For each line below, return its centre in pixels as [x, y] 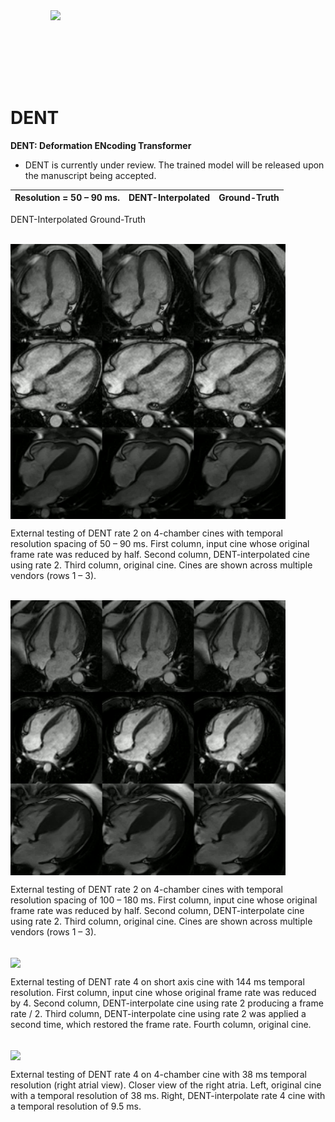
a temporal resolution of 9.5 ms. [76, 1106]
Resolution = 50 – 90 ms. [67, 198]
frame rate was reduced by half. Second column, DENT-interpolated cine [160, 554]
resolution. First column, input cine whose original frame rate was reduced [163, 993]
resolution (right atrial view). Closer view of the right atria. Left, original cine [166, 1085]
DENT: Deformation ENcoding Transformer [101, 145]
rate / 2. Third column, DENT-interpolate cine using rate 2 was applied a [158, 1014]
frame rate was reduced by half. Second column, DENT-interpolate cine [157, 910]
